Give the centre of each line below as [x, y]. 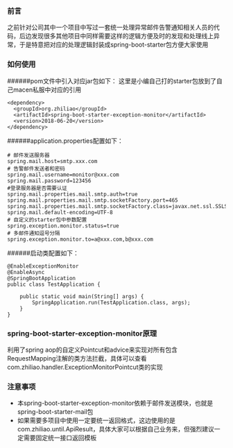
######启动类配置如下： [43, 253]
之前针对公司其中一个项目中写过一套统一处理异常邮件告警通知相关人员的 [110, 27]
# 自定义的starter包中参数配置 [47, 220]
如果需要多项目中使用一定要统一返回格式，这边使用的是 [96, 420]
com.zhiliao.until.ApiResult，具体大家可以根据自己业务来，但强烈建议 [116, 429]
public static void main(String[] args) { [82, 296]
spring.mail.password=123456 [49, 181]
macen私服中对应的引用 [47, 89]
